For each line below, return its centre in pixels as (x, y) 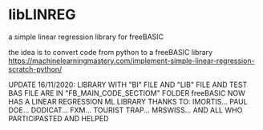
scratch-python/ (35, 69)
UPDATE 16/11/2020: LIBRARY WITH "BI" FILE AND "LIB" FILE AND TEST (128, 85)
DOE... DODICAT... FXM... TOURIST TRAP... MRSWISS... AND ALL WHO (125, 110)
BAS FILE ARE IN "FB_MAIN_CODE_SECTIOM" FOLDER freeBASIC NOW (127, 93)
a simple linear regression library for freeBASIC (86, 37)
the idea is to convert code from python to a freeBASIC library (111, 52)
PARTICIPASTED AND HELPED (59, 118)
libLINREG (42, 15)
